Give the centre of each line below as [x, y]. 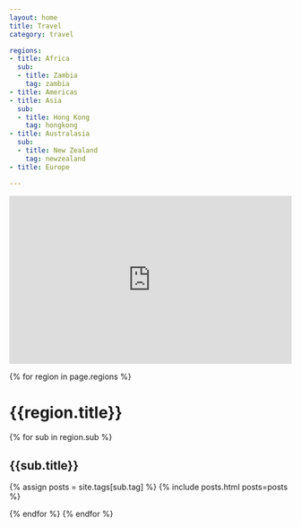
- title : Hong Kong [54, 117]
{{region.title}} [66, 412]
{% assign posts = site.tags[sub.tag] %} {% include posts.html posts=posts [149, 487]
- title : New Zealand [58, 151]
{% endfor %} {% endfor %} [61, 514]
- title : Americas [43, 92]
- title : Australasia [50, 134]
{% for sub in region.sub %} [61, 437]
